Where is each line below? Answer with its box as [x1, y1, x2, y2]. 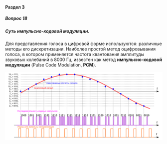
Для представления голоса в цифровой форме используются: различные [5, 40, 162, 46]
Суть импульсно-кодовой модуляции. [5, 28, 90, 34]
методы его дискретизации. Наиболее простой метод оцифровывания [5, 45, 156, 52]
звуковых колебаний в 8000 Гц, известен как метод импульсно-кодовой [5, 56, 163, 62]
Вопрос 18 [5, 15, 27, 21]
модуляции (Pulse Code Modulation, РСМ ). [5, 61, 96, 67]
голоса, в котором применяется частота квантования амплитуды [5, 51, 145, 57]
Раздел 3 [5, 4, 25, 10]
